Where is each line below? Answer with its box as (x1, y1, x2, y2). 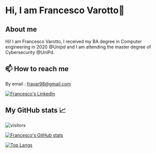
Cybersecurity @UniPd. (5, 49, 55, 55)
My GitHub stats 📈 (5, 106, 66, 115)
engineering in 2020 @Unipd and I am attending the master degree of (5, 44, 151, 50)
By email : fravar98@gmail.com (5, 81, 71, 87)
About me (5, 25, 37, 34)
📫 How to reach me (5, 65, 69, 73)
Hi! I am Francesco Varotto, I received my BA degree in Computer (5, 38, 142, 44)
